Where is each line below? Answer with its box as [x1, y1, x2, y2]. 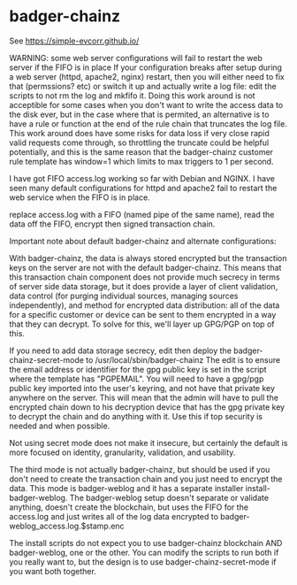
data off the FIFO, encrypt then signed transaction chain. [9, 219, 216, 229]
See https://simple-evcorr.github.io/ [9, 35, 140, 46]
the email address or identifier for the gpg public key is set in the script [9, 364, 267, 374]
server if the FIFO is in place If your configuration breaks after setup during [9, 62, 283, 73]
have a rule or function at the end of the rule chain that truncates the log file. [9, 118, 287, 129]
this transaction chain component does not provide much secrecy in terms [9, 272, 280, 282]
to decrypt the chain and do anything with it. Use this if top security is [9, 411, 263, 421]
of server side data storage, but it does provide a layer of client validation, [9, 281, 278, 291]
